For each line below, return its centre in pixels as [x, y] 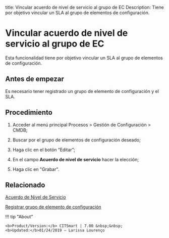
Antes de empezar [35, 79]
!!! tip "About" [19, 217]
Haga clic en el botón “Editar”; [44, 150]
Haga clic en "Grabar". [36, 169]
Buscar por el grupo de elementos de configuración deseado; [77, 140]
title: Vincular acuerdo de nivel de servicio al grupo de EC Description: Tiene [84, 7]
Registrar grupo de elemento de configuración [53, 207]
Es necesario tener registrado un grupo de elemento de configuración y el [82, 91]
